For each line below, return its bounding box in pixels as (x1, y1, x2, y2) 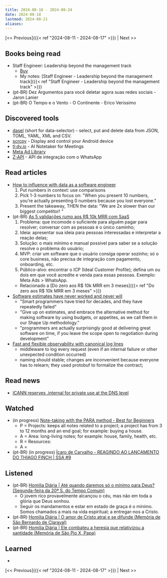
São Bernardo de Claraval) (12, 520, 67, 526)
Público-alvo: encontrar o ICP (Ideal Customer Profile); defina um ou (19, 267, 161, 273)
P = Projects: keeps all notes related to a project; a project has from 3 (19, 423, 163, 429)
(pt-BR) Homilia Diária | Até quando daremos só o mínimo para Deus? (12, 482, 155, 488)
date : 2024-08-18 (5, 12, 41, 17)
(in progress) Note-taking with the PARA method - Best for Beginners (12, 417, 155, 423)
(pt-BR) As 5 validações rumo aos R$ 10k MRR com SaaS (12, 213, 130, 220)
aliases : (5, 21, 23, 26)
